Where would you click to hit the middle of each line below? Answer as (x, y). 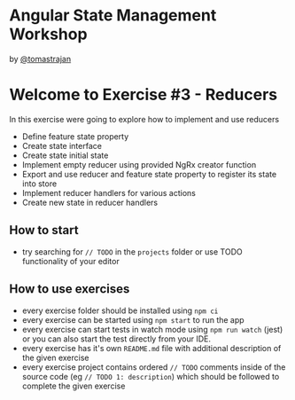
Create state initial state (65, 155)
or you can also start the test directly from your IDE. (116, 339)
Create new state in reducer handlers (89, 202)
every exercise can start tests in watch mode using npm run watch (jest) (152, 329)
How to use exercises (70, 289)
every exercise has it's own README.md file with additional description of (151, 348)
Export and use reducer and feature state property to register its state (149, 174)
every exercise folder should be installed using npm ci (120, 310)
